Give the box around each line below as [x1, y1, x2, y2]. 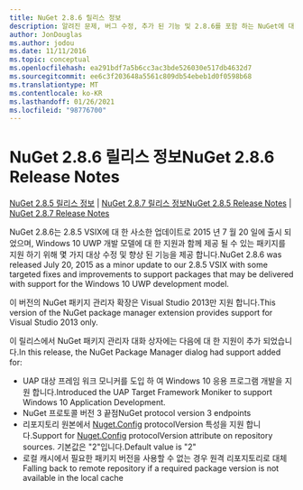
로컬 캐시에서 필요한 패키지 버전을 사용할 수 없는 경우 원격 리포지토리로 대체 [22, 453, 288, 464]
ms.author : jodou [9, 38, 75, 48]
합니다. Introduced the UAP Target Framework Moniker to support [32, 387, 273, 398]
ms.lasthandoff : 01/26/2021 [9, 97, 115, 106]
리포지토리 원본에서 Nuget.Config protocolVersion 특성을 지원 [22, 419, 244, 430]
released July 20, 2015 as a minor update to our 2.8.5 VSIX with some [9, 259, 269, 271]
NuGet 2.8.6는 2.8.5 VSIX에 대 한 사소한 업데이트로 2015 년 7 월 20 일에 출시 [9, 227, 282, 237]
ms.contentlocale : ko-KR [9, 88, 103, 97]
